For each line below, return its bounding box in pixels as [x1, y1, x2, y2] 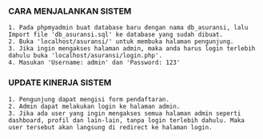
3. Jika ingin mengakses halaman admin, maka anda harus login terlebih [8, 45, 256, 53]
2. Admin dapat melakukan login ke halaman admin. [8, 102, 181, 110]
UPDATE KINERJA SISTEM [8, 77, 112, 89]
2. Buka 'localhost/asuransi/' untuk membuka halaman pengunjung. [8, 38, 234, 46]
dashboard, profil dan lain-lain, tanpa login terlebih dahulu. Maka [8, 116, 245, 125]
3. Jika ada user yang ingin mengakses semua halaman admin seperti [8, 109, 241, 117]
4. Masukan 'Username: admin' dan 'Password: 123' [8, 58, 181, 67]
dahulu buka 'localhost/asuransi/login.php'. [8, 52, 162, 60]
